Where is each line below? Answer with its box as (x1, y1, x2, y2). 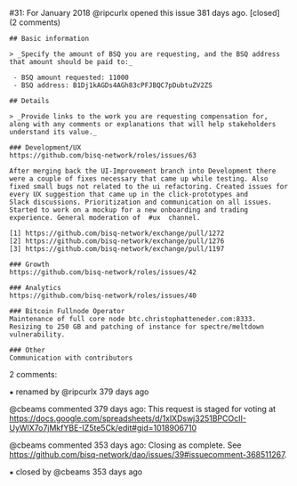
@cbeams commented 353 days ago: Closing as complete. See (9, 440, 242, 450)
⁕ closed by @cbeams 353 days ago (9, 466, 143, 477)
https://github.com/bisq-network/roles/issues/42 (9, 268, 197, 277)
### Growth (9, 260, 50, 269)
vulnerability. (9, 330, 66, 339)
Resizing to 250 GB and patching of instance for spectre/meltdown (9, 322, 265, 331)
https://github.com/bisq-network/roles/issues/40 (9, 291, 197, 300)
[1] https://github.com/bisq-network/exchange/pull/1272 (9, 229, 225, 238)
